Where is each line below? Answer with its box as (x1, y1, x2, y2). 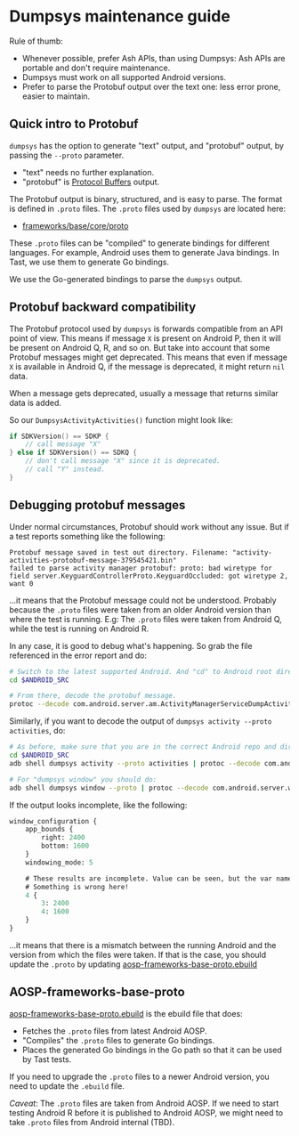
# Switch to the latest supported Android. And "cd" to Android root (9, 667, 273, 676)
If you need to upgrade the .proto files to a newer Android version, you (9, 1071, 270, 1082)
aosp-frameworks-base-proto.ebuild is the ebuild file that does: (9, 1008, 243, 1018)
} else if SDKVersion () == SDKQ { (9, 448, 138, 458)
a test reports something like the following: (9, 531, 166, 541)
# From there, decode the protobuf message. (9, 692, 177, 701)
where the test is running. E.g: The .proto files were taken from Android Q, (9, 613, 282, 624)
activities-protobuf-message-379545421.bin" (9, 556, 177, 564)
